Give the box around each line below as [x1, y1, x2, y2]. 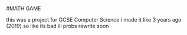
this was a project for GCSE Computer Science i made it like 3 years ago [6, 16, 182, 23]
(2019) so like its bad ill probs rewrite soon [6, 23, 109, 29]
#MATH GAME [6, 5, 41, 12]
